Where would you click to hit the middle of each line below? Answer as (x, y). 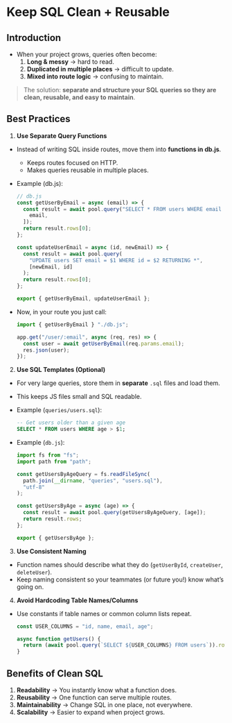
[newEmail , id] (51, 267)
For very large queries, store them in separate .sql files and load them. (118, 383)
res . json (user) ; (46, 350)
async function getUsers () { (59, 639)
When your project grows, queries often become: (87, 54)
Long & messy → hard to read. (71, 62)
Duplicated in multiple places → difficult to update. (100, 69)
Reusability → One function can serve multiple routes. (94, 697)
